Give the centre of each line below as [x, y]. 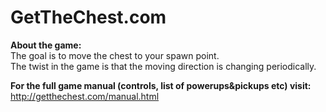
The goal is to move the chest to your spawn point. [115, 55]
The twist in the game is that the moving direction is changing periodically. [163, 66]
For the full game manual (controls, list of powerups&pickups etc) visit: [161, 85]
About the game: [46, 45]
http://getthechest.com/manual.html [85, 96]
